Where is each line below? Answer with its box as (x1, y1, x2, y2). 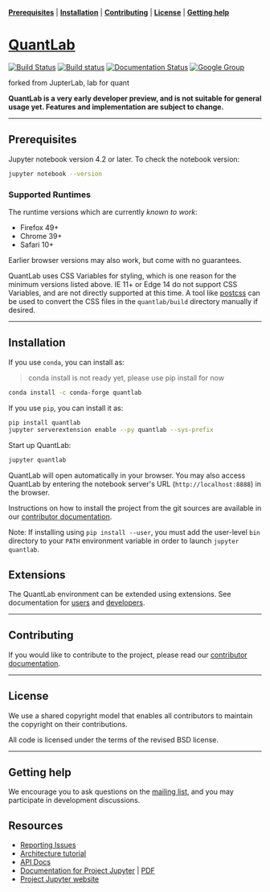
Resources (8, 819, 63, 832)
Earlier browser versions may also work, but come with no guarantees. (8, 255, 242, 265)
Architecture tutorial (19, 849, 87, 858)
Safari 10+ (19, 240, 54, 249)
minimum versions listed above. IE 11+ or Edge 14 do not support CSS (8, 279, 238, 289)
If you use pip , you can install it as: (8, 403, 124, 413)
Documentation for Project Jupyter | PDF (19, 865, 155, 876)
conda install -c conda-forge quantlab (8, 388, 142, 397)
